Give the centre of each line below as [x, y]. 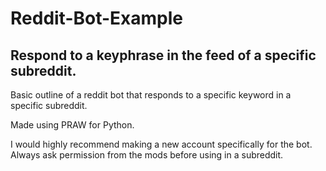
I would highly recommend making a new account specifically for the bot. [161, 144]
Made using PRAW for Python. [72, 125]
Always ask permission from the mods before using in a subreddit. [147, 155]
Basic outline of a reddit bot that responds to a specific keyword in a [151, 95]
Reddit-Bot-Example [97, 18]
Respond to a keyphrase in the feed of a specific [163, 55]
